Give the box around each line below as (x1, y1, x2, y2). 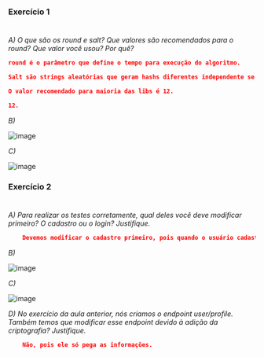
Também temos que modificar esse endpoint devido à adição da (8, 317, 218, 326)
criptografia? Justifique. (8, 326, 86, 335)
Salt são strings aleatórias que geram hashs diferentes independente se (8, 73, 255, 81)
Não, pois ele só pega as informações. (22, 340, 153, 348)
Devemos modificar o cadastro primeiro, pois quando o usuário (22, 234, 234, 241)
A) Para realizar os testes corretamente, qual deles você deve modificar (8, 210, 242, 219)
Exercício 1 (8, 6, 50, 17)
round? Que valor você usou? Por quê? (8, 44, 134, 53)
